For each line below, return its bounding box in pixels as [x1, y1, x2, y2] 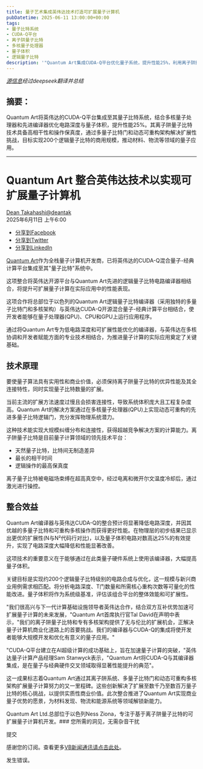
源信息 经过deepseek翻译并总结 [6, 77, 84, 84]
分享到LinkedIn [14, 244, 53, 252]
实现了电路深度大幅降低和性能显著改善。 [16, 542, 118, 549]
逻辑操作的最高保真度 [14, 462, 68, 469]
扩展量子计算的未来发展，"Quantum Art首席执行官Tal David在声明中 [6, 611, 175, 618]
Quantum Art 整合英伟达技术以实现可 [6, 173, 192, 187]
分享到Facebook [14, 229, 56, 237]
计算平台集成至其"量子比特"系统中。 [6, 264, 97, 272]
